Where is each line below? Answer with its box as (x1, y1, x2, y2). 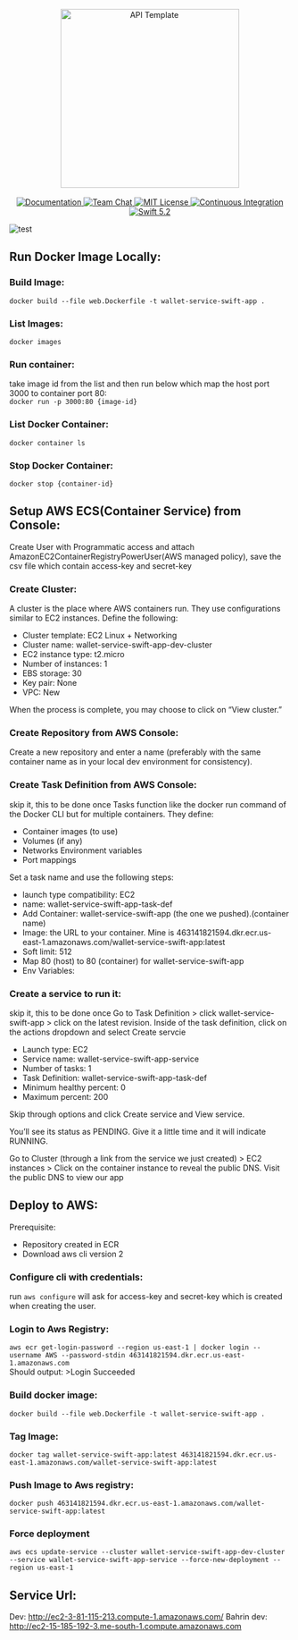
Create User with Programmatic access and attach (9, 541, 195, 552)
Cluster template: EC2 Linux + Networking (21, 630, 178, 640)
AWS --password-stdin (45, 1351, 126, 1360)
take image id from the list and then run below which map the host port (9, 378, 270, 389)
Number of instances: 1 (21, 658, 108, 669)
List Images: (9, 317, 64, 330)
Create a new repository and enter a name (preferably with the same (9, 747, 261, 757)
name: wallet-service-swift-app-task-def (21, 899, 173, 909)
